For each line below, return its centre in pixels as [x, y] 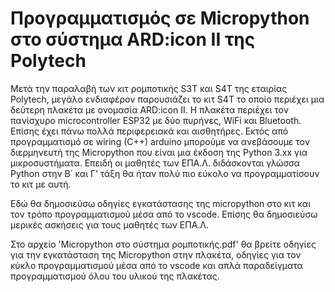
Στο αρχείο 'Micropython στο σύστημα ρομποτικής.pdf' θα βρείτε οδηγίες [163, 244]
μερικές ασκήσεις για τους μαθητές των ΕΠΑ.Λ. [110, 224]
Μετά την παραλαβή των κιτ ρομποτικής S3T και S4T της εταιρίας [149, 88]
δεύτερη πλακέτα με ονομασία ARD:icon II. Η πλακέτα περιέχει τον [149, 109]
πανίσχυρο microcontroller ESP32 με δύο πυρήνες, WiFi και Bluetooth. [156, 120]
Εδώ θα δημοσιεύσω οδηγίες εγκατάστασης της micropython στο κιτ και [161, 203]
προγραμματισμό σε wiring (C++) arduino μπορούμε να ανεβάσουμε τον [160, 141]
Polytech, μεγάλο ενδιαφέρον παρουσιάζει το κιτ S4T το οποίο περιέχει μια [167, 99]
